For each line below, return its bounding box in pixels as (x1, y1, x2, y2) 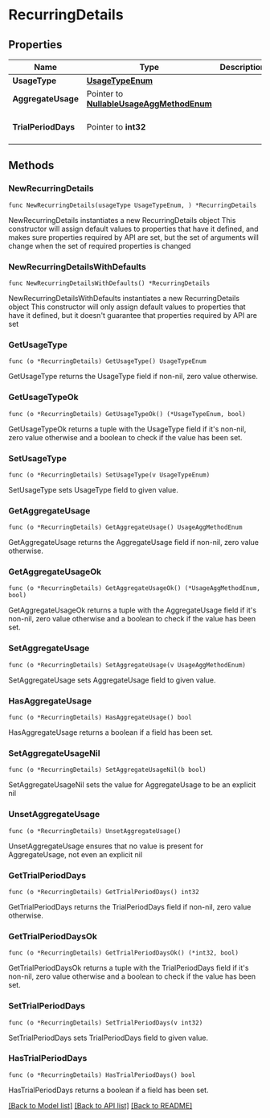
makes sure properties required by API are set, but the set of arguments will (8, 232, 259, 242)
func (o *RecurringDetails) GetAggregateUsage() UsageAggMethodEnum (8, 523, 243, 532)
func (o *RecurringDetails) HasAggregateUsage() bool (8, 714, 193, 722)
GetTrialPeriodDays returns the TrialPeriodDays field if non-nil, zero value (8, 901, 252, 911)
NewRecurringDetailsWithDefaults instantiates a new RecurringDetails (8, 293, 239, 303)
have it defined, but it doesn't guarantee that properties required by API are (8, 310, 257, 320)
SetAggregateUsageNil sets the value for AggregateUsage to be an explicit (8, 780, 256, 790)
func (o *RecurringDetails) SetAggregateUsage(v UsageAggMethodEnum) (8, 661, 247, 669)
